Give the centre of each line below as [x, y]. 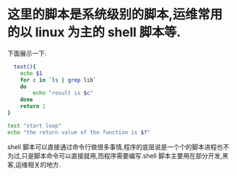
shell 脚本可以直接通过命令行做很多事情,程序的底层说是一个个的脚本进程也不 [118, 147]
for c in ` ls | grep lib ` [58, 80]
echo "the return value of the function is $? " [79, 132]
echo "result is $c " [63, 93]
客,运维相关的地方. [34, 165]
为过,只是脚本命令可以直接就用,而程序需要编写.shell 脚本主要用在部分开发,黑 [118, 155]
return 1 [33, 106]
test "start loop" [34, 126]
